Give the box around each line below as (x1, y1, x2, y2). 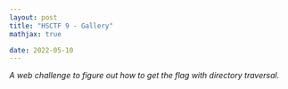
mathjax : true (9, 29, 62, 38)
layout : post (9, 12, 58, 22)
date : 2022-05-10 (9, 45, 74, 54)
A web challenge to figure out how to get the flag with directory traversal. (9, 70, 280, 81)
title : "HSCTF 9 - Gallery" (9, 21, 114, 30)
